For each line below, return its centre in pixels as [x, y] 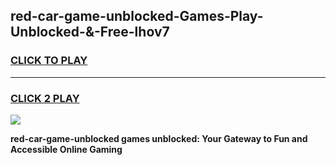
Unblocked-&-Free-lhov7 [90, 32]
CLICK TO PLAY [49, 61]
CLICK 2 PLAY [45, 98]
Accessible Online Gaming [66, 149]
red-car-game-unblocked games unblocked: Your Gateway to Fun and [159, 138]
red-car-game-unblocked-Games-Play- [137, 16]
